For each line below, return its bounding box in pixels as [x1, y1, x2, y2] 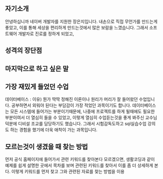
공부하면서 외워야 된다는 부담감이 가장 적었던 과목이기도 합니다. [11, 102, 132, 108]
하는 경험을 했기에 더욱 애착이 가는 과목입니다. [10, 127, 98, 133]
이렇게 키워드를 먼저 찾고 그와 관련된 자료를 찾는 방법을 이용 [11, 169, 125, 175]
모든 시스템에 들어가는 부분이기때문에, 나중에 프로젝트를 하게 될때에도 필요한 [10, 109, 155, 115]
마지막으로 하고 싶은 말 [5, 64, 69, 73]
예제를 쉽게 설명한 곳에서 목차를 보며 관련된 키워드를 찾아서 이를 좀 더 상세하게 [5, 162, 154, 168]
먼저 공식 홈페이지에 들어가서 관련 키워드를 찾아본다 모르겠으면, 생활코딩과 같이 [5, 157, 155, 162]
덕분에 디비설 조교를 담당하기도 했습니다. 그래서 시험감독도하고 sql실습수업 [5, 121, 147, 127]
